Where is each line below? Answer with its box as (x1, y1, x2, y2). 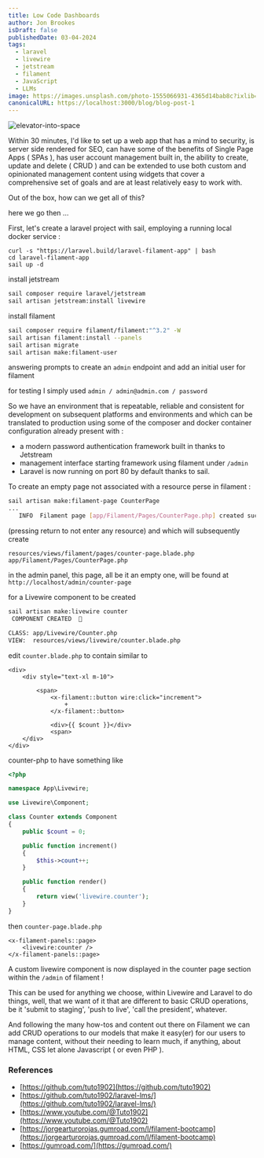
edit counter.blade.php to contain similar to (8, 650, 148, 660)
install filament (8, 311, 56, 321)
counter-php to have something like (8, 755, 124, 765)
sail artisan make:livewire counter (8, 608, 128, 616)
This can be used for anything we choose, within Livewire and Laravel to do (8, 987, 253, 997)
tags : (8, 41, 26, 49)
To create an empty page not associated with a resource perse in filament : (8, 482, 251, 491)
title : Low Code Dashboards (8, 11, 101, 20)
